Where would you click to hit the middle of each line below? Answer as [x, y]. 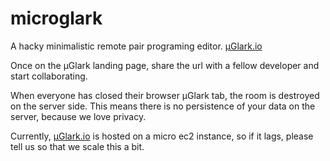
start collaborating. [49, 76]
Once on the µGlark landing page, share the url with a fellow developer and [165, 65]
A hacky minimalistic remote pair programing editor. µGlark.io [136, 46]
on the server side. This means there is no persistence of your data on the [163, 106]
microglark [56, 18]
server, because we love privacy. [78, 116]
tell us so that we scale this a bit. [77, 146]
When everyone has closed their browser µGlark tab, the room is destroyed [165, 95]
